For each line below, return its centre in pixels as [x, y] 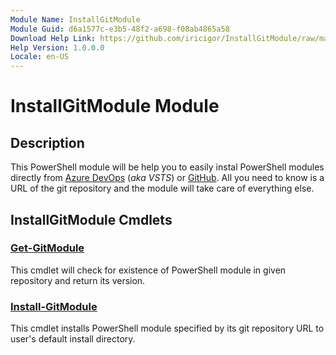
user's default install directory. [73, 339]
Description [47, 142]
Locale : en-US [40, 57]
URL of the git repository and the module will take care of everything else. [162, 188]
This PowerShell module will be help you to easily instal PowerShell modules [167, 167]
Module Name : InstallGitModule [75, 19]
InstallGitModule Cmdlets [91, 219]
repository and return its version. [78, 280]
